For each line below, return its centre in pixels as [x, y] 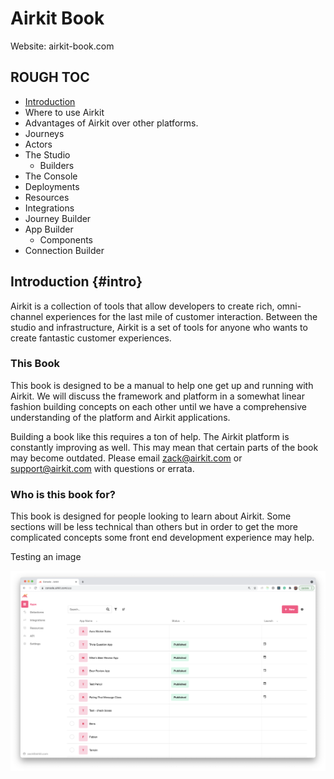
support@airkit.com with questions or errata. [102, 468]
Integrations [49, 208]
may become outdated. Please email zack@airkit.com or [126, 458]
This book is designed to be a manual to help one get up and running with [162, 385]
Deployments [52, 186]
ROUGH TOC [50, 77]
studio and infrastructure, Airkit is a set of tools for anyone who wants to [159, 327]
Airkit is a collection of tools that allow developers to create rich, [142, 306]
